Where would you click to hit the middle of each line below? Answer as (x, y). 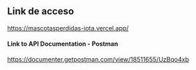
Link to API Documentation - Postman (63, 44)
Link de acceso (41, 11)
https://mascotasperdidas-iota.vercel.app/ (68, 28)
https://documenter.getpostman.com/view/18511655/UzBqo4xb (98, 60)
